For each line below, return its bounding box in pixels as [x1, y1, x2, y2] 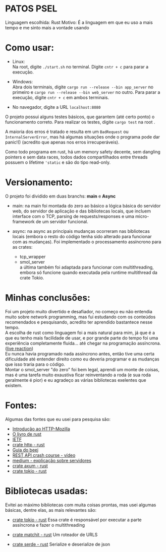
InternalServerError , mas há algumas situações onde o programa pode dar [5, 134, 160, 139]
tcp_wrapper [19, 254, 46, 260]
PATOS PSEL [5, 3, 57, 14]
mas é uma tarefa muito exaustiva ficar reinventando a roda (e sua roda [5, 372, 151, 378]
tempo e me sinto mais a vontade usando [5, 24, 89, 30]
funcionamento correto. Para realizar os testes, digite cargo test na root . [5, 119, 155, 125]
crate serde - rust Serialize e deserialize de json [12, 541, 111, 547]
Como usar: [5, 42, 55, 54]
